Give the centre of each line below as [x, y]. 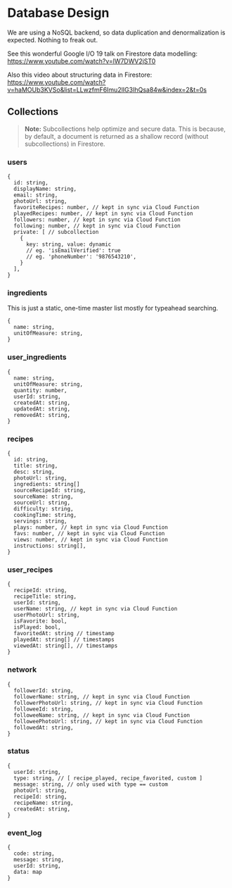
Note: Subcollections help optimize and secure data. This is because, [125, 129]
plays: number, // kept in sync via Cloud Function [91, 527]
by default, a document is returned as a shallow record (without [116, 136]
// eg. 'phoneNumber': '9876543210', [81, 257]
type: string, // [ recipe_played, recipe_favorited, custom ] [108, 778]
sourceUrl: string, [42, 502]
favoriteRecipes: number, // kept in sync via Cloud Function [107, 208]
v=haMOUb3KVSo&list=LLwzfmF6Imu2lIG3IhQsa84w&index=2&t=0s [107, 89]
